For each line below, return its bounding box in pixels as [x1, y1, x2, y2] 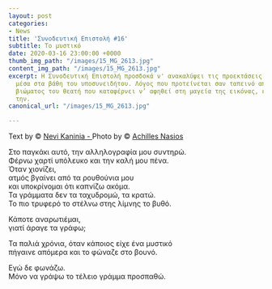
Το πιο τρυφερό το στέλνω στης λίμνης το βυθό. [8, 199, 172, 209]
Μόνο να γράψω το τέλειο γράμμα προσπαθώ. [8, 272, 166, 282]
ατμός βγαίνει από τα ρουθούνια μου [8, 173, 134, 183]
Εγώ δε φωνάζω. [8, 263, 66, 273]
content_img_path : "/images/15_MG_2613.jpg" [8, 65, 161, 73]
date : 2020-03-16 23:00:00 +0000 [8, 49, 121, 57]
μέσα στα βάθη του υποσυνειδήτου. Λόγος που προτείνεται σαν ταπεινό [15, 79, 255, 87]
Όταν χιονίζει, [8, 164, 57, 174]
